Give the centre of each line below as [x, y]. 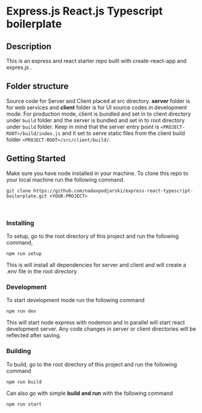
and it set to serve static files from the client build [124, 133]
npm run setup [24, 253]
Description [29, 46]
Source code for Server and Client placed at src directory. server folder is [98, 101]
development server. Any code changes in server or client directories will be [101, 329]
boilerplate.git [27, 196]
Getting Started [36, 159]
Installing [20, 223]
